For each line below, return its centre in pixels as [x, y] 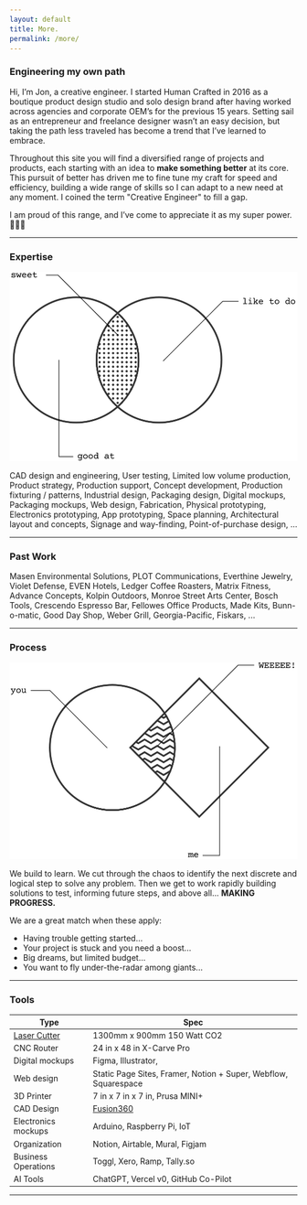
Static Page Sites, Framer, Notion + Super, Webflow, [191, 1073]
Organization [37, 1144]
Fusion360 [113, 1109]
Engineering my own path [68, 71]
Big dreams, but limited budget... [84, 957]
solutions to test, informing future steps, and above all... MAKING [132, 893]
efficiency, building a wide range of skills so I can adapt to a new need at [146, 187]
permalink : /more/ [44, 38]
